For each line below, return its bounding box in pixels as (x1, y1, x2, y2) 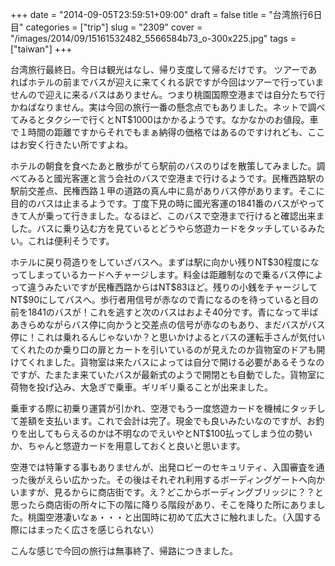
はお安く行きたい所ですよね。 (10, 139, 133, 150)
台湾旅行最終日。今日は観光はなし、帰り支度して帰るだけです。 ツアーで (10, 64, 309, 75)
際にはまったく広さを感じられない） (10, 524, 160, 535)
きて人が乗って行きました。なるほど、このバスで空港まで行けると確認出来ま (10, 210, 325, 222)
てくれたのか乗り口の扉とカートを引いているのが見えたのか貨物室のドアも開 (10, 344, 326, 355)
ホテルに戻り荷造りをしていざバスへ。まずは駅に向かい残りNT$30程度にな (10, 256, 320, 268)
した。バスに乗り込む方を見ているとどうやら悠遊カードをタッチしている (10, 223, 308, 234)
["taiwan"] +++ (10, 43, 73, 55)
